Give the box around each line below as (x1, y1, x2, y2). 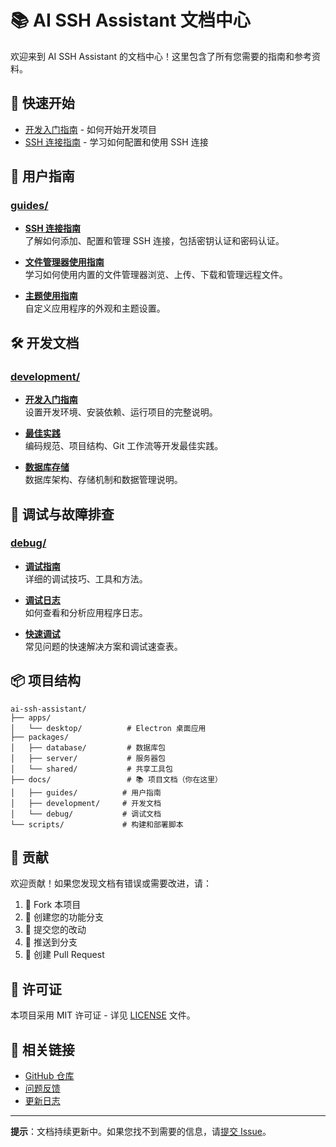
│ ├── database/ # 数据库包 (10, 742, 167, 753)
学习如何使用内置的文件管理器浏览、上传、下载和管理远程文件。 (24, 269, 288, 281)
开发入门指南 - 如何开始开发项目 (24, 123, 158, 135)
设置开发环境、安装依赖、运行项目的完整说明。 (24, 406, 218, 418)
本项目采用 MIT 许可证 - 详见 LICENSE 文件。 (10, 1009, 196, 1021)
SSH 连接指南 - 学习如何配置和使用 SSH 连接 (24, 136, 209, 148)
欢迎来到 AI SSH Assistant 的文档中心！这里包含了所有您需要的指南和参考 (10, 50, 313, 62)
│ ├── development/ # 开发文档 (10, 798, 162, 808)
